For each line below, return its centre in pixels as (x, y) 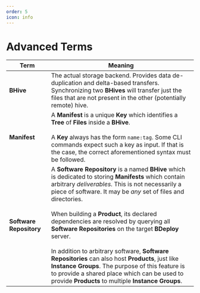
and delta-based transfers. (121, 83)
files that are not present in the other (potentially (118, 98)
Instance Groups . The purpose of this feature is (118, 266)
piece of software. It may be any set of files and (118, 192)
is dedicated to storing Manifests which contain (118, 177)
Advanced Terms (49, 47)
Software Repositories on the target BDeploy (115, 229)
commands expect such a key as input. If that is (118, 145)
